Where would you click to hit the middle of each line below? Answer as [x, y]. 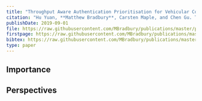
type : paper [21, 46]
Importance [29, 70]
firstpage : [20, 34]
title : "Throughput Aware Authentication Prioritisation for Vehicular [98, 12]
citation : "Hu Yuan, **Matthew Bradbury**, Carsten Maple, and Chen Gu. [99, 17]
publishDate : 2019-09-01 [37, 23]
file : [13, 29]
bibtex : [16, 40]
